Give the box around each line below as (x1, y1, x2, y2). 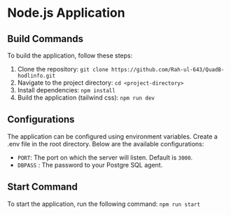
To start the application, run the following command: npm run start (7, 200, 201, 208)
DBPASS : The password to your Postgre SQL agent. (17, 160, 163, 169)
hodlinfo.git (17, 72, 56, 79)
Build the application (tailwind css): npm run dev (17, 93, 155, 102)
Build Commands (7, 33, 84, 45)
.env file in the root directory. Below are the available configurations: (7, 139, 204, 148)
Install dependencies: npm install (17, 86, 115, 94)
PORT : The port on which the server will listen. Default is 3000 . (17, 153, 193, 162)
